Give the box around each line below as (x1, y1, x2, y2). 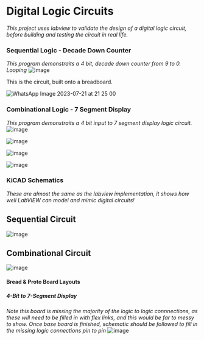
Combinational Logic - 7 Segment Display (6, 105, 132, 114)
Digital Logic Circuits (6, 4, 114, 18)
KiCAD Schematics (6, 176, 64, 185)
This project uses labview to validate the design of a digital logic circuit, (6, 24, 187, 32)
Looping (6, 66, 27, 74)
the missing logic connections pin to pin (6, 327, 107, 335)
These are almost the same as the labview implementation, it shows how (6, 190, 189, 197)
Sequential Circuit (6, 214, 76, 225)
